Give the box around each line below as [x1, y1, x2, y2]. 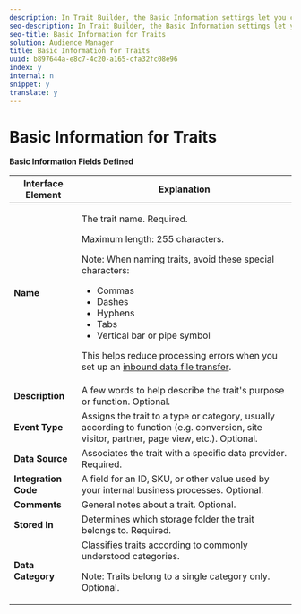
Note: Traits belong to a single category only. [82, 570, 271, 583]
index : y [9, 64, 42, 73]
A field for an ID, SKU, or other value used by [82, 472, 271, 485]
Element [25, 189, 62, 202]
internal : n [9, 72, 54, 81]
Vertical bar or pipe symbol [97, 329, 211, 342]
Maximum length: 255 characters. [82, 233, 224, 246]
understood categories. [82, 550, 181, 563]
